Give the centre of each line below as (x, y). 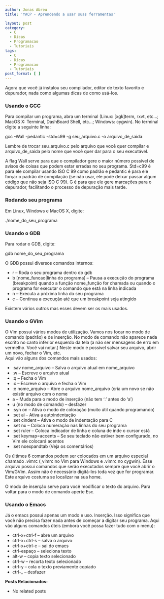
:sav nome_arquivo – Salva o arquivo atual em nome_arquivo (73, 368)
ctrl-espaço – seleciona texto (42, 551)
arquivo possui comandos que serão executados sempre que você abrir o (80, 467)
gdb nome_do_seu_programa (34, 253)
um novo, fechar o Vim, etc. (33, 353)
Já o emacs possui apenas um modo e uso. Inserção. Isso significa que (78, 515)
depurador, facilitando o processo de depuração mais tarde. (66, 187)
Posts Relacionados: (27, 582)
